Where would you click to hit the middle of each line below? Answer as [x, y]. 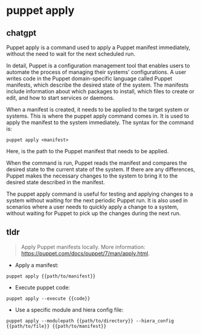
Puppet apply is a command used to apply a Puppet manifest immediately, [98, 47]
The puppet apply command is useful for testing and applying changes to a [100, 194]
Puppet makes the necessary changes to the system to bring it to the [92, 176]
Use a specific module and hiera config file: [69, 310]
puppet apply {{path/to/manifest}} [51, 276]
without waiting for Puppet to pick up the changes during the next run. [94, 213]
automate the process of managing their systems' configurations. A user [96, 72]
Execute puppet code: [43, 287]
